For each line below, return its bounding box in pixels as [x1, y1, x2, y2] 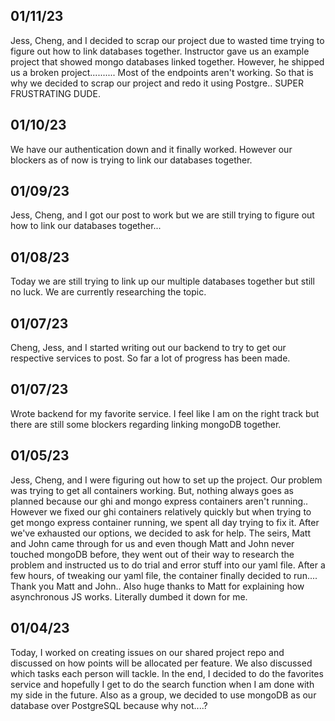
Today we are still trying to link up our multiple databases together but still [10, 275, 315, 288]
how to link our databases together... [10, 220, 162, 232]
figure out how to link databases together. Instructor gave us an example [10, 45, 310, 57]
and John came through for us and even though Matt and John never [10, 537, 295, 549]
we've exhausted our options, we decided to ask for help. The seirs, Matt [10, 527, 312, 539]
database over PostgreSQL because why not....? [10, 699, 208, 711]
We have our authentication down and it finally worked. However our [10, 143, 293, 155]
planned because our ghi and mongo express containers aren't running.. [10, 495, 309, 507]
